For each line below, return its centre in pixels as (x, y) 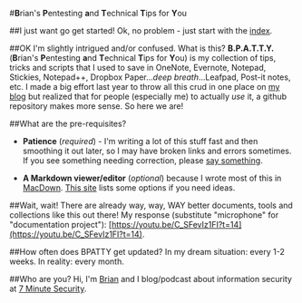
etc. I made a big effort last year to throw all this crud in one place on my (145, 87)
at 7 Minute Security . (48, 288)
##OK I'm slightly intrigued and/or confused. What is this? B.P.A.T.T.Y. (142, 48)
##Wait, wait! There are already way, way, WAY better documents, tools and (151, 205)
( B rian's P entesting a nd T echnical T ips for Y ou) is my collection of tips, (143, 58)
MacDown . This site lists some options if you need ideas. (129, 188)
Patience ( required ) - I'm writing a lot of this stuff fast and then (140, 141)
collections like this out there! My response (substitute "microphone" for (144, 215)
